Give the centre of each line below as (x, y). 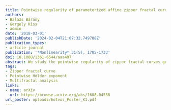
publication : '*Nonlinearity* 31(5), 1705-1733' (58, 52)
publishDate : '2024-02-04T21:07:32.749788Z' (53, 39)
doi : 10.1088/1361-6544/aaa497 (38, 57)
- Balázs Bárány (22, 19)
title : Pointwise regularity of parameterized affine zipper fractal (81, 10)
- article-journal (25, 48)
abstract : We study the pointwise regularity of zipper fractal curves (83, 62)
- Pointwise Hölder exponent (36, 76)
